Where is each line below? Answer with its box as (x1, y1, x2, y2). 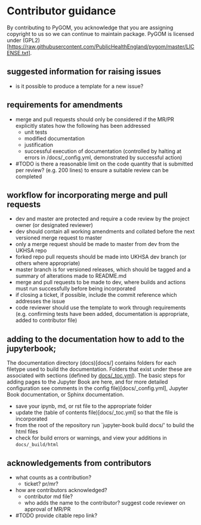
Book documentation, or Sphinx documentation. (7, 391, 125, 398)
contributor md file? (24, 493, 73, 500)
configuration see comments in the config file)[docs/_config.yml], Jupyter (7, 385, 188, 392)
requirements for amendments (7, 100, 123, 110)
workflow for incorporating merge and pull (7, 190, 168, 200)
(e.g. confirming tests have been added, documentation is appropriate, (15, 311, 190, 318)
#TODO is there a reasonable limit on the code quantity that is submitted (15, 160, 193, 167)
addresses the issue (15, 297, 65, 305)
